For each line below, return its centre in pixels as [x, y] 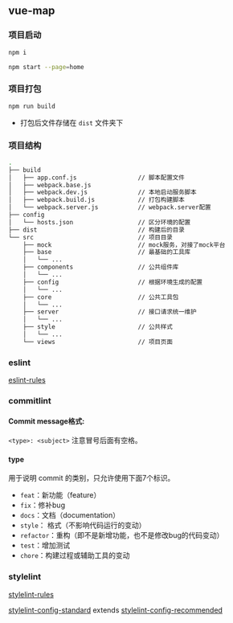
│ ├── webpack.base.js [50, 185]
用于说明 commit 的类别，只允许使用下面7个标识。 [92, 478]
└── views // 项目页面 [98, 342]
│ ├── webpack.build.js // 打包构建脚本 [96, 200]
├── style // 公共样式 [98, 327]
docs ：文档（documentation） [70, 515]
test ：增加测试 [45, 545]
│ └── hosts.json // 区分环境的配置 [100, 222]
